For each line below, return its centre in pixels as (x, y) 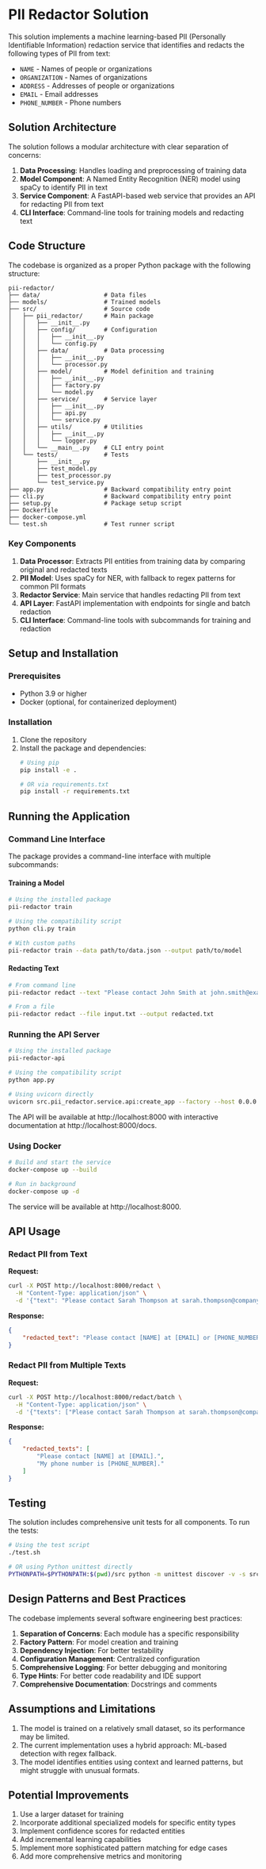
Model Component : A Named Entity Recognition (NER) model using (130, 178)
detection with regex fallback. (68, 1753)
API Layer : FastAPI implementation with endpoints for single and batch (135, 603)
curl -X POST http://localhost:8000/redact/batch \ (95, 1397)
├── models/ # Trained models (84, 302)
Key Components (42, 543)
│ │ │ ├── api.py (47, 413)
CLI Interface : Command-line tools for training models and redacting (131, 213)
